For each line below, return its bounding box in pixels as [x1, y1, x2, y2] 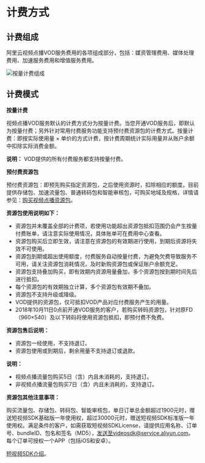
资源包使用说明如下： [6, 209, 60, 216]
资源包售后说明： [6, 327, 49, 334]
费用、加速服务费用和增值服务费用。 [6, 57, 98, 64]
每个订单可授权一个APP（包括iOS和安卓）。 [6, 437, 114, 444]
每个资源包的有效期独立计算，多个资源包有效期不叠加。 [15, 283, 154, 290]
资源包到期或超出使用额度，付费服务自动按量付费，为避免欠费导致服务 [15, 252, 192, 260]
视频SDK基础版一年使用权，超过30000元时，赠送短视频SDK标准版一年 [16, 414, 195, 421]
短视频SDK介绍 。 [6, 450, 50, 457]
